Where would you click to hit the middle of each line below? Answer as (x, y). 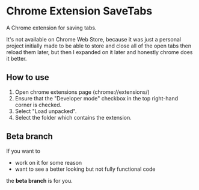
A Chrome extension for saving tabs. (51, 28)
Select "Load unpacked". (46, 111)
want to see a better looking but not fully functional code (85, 169)
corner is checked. (38, 105)
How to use (28, 77)
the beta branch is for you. (40, 180)
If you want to (23, 151)
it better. (17, 58)
